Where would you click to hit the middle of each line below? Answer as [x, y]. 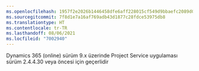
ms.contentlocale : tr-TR [37, 28]
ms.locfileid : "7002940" [37, 39]
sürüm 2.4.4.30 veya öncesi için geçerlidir [57, 62]
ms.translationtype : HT [36, 22]
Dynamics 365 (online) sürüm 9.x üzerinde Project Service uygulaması [92, 55]
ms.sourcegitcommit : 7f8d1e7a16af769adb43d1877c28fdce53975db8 [86, 17]
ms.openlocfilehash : [32, 11]
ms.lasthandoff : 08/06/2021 [41, 33]
